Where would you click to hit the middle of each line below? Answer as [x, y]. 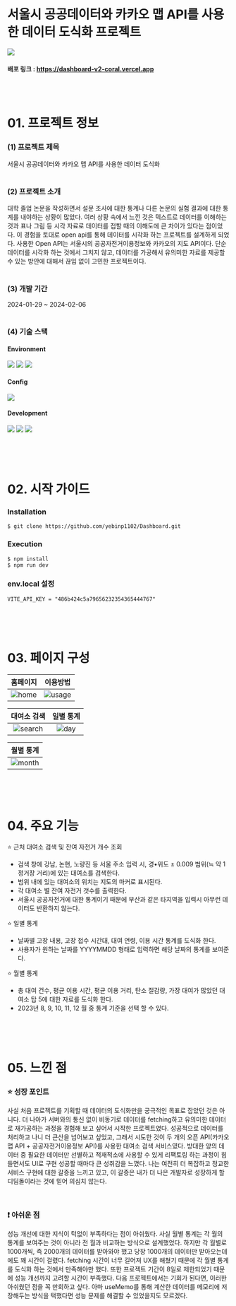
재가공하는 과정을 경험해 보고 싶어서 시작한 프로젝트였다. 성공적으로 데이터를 [119, 1129]
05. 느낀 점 [37, 1067]
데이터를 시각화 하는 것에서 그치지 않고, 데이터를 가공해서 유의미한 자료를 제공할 [116, 252]
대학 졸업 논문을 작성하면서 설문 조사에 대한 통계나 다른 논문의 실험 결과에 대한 [114, 208]
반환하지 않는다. [58, 908]
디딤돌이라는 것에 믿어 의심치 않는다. [57, 1182]
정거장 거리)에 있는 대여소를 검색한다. [68, 873]
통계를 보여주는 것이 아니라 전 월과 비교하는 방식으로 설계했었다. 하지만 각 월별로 [117, 1243]
